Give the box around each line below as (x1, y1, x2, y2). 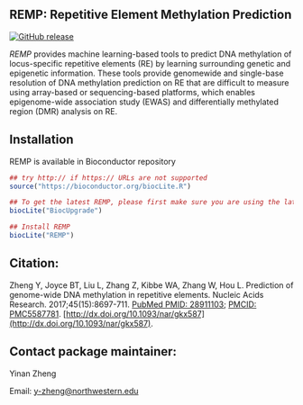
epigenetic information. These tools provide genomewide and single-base (9, 67, 284, 78)
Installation (9, 132, 74, 148)
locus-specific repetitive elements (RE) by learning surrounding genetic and (9, 58, 291, 68)
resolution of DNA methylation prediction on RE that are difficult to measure (9, 76, 289, 88)
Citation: (9, 256, 60, 271)
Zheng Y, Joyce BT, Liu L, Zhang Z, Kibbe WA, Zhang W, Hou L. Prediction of (9, 279, 294, 291)
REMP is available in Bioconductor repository (9, 156, 176, 166)
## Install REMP (9, 222, 70, 232)
